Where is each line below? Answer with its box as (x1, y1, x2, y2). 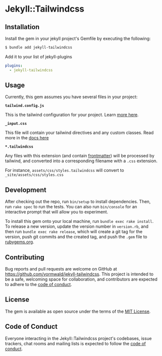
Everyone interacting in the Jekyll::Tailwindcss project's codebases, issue (5, 335, 152, 341)
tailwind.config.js (5, 103, 44, 108)
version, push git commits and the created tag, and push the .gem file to (5, 234, 147, 240)
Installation (5, 23, 40, 31)
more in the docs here (5, 135, 49, 141)
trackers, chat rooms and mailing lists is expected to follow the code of (5, 340, 146, 346)
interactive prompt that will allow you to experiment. (5, 209, 108, 215)
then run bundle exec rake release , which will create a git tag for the (5, 229, 143, 235)
